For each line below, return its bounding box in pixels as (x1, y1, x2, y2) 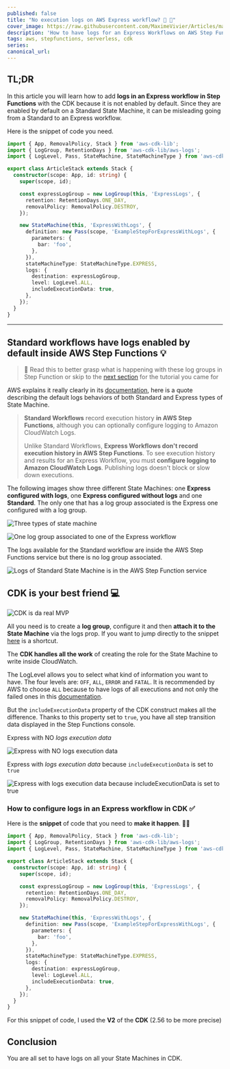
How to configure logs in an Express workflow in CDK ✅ (7, 804, 196, 813)
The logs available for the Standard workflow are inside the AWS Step (7, 546, 203, 554)
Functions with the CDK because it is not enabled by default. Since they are (7, 99, 221, 107)
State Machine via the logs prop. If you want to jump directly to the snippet (7, 629, 219, 638)
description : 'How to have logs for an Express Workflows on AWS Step (7, 29, 213, 36)
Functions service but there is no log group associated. (7, 553, 163, 562)
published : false (7, 10, 57, 17)
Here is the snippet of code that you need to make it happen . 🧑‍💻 (7, 819, 190, 828)
